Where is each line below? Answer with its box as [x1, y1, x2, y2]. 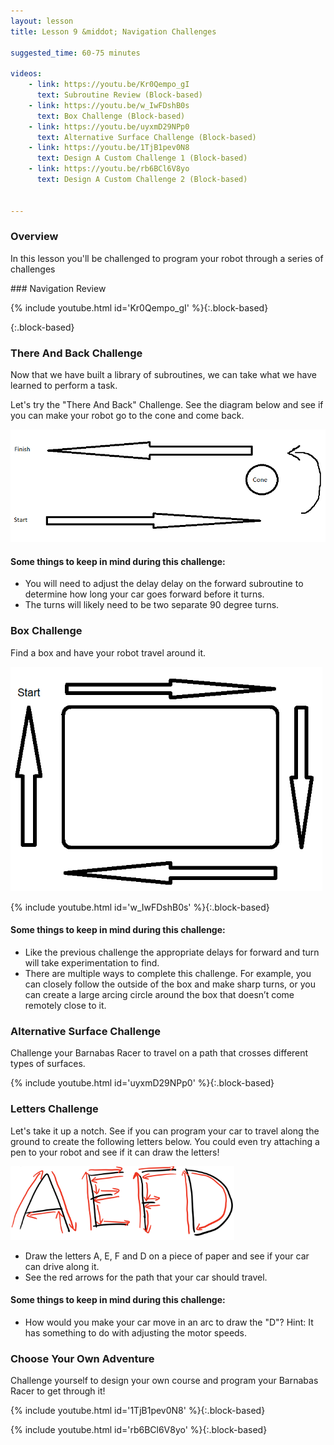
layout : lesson [10, 16, 74, 26]
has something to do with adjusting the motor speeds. [24, 1327, 248, 1339]
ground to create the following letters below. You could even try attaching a [10, 1135, 320, 1147]
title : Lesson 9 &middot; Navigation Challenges [10, 26, 217, 37]
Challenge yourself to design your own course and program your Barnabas [10, 1375, 319, 1387]
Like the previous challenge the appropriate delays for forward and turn [24, 946, 320, 958]
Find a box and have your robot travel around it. [10, 646, 207, 659]
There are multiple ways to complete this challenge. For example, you [24, 967, 312, 979]
